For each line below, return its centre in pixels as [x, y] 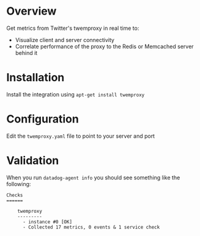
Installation [35, 78]
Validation [33, 160]
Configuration [43, 119]
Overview [31, 11]
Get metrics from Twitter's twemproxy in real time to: [73, 28]
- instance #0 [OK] [47, 222]
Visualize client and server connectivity [65, 40]
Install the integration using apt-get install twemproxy [76, 94]
